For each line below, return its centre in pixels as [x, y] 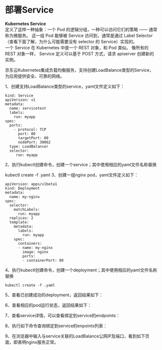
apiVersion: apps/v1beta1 [31, 184]
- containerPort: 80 [43, 260]
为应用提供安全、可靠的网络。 [35, 76]
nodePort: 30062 [34, 142]
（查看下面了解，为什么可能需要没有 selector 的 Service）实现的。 [71, 41]
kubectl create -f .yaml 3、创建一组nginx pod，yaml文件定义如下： [72, 175]
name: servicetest [28, 108]
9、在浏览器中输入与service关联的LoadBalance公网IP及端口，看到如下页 [77, 336]
